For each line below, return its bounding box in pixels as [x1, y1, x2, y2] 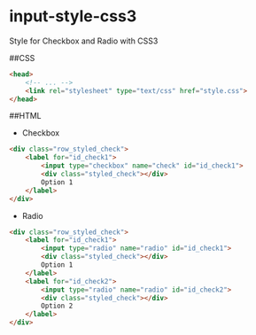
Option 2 [41, 301, 74, 311]
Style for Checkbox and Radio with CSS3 [9, 35, 159, 46]
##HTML [9, 111, 42, 121]
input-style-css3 [9, 6, 137, 27]
